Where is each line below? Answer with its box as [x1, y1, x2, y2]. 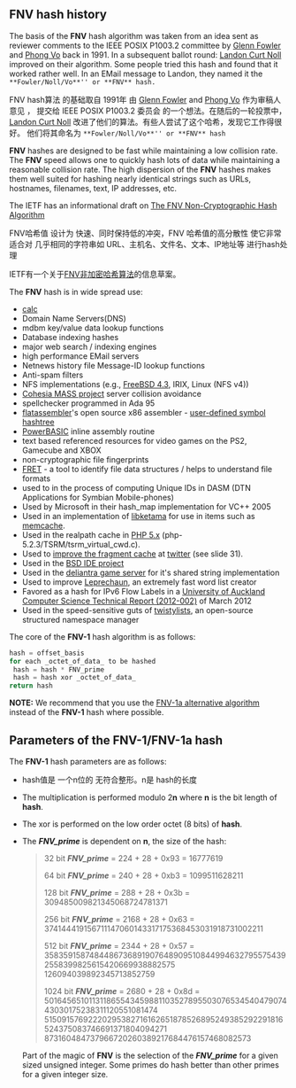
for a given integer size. [21, 1069, 109, 1079]
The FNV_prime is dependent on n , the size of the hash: [21, 836, 227, 846]
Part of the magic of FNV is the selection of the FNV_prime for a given [21, 1050, 278, 1061]
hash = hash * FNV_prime [12, 664, 104, 674]
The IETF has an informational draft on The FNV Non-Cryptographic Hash [9, 199, 277, 211]
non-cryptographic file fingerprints [21, 454, 149, 464]
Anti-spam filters [21, 369, 84, 380]
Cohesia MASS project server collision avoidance [21, 388, 201, 399]
